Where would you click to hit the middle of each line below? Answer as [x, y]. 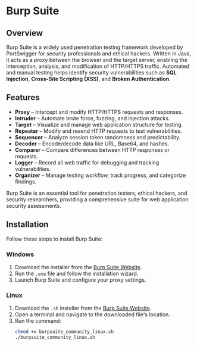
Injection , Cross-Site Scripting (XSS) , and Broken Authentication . [88, 79]
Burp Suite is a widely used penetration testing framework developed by [95, 47]
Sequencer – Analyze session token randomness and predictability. [98, 137]
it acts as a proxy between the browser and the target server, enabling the [97, 60]
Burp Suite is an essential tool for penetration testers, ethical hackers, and [97, 193]
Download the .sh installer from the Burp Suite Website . [83, 308]
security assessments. [34, 205]
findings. [26, 181]
